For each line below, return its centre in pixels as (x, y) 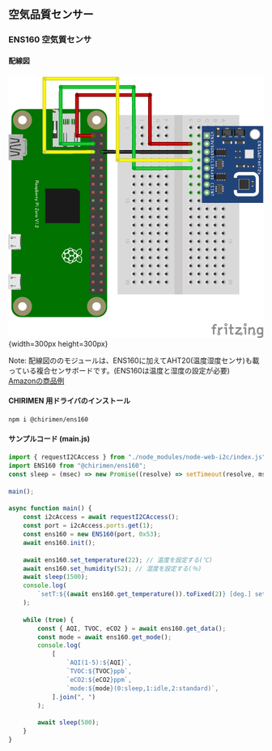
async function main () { (50, 509)
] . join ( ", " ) (73, 697)
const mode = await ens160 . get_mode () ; (105, 637)
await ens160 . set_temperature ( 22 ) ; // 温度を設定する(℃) (118, 560)
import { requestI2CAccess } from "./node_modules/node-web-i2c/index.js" (137, 457)
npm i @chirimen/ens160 (49, 420)
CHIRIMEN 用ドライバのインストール (70, 401)
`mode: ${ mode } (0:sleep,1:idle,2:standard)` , (142, 688)
